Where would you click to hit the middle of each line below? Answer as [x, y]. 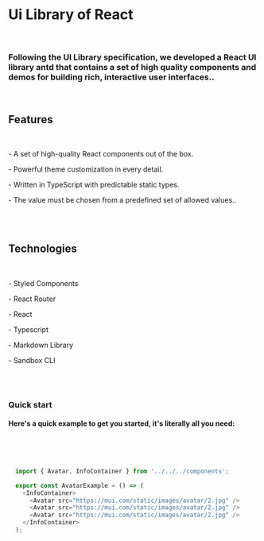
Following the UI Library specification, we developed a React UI [132, 57]
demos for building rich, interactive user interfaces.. [111, 77]
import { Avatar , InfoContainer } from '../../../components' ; [122, 471]
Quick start [31, 404]
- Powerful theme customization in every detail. [86, 169]
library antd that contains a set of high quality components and [132, 67]
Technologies [43, 249]
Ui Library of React [71, 15]
